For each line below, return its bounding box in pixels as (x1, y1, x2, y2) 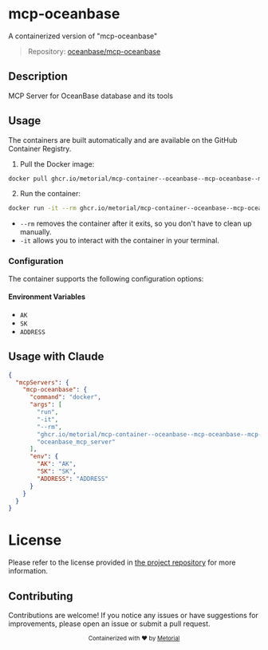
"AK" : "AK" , (37, 460, 77, 468)
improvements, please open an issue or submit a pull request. (8, 619, 211, 628)
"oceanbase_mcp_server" (37, 438, 116, 446)
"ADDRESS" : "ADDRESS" (37, 475, 109, 483)
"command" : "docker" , (29, 393, 102, 401)
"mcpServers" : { (15, 378, 69, 387)
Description (8, 69, 68, 84)
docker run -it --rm (8, 204, 77, 212)
